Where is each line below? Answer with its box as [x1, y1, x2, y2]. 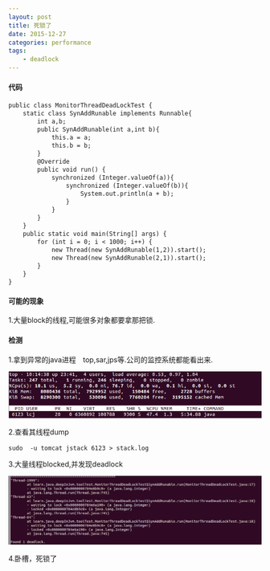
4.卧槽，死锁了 [8, 553, 58, 563]
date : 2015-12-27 [8, 30, 67, 38]
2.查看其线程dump [8, 426, 70, 437]
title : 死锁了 [8, 21, 52, 30]
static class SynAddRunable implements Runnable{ [22, 109, 193, 118]
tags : [8, 47, 27, 55]
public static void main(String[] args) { [22, 230, 167, 239]
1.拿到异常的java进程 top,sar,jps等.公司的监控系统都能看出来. [8, 354, 213, 365]
